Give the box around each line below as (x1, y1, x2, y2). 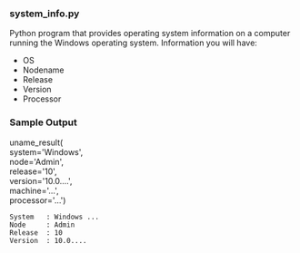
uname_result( (9, 137, 64, 148)
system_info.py (9, 7, 80, 20)
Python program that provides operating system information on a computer (9, 28, 291, 39)
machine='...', (9, 185, 59, 196)
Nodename (22, 64, 65, 75)
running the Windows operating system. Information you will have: (9, 37, 257, 48)
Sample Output (9, 116, 77, 129)
